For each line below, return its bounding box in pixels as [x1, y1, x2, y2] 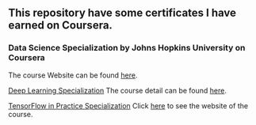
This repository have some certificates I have [8, 6, 236, 20]
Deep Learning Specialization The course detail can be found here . [8, 85, 227, 95]
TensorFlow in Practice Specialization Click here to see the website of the [8, 100, 248, 110]
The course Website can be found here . [8, 70, 138, 80]
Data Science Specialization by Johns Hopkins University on [8, 43, 246, 54]
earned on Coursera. [8, 19, 113, 32]
